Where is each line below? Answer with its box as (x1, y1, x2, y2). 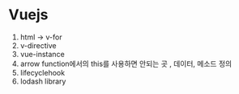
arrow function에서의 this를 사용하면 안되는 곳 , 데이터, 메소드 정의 (19, 59, 233, 68)
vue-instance (19, 49, 65, 59)
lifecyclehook (19, 67, 66, 77)
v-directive (19, 40, 57, 50)
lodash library (19, 76, 66, 86)
